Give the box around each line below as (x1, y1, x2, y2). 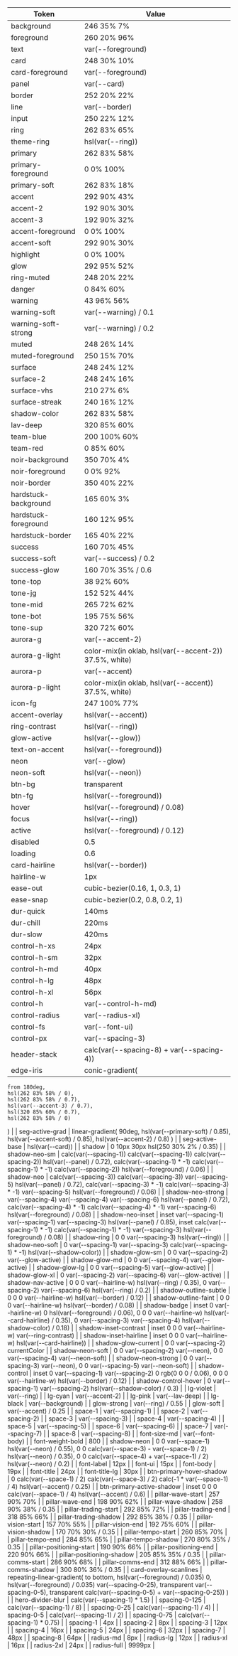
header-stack (11, 1049, 58, 1059)
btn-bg (11, 779, 35, 789)
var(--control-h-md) (84, 999, 157, 1008)
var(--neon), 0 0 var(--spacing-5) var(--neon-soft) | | (41, 1362, 197, 1369)
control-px (11, 1034, 47, 1043)
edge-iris (11, 1066, 43, 1075)
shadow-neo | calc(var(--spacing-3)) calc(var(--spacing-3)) (7, 1172, 183, 1181)
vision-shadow (7, 1528, 51, 1536)
